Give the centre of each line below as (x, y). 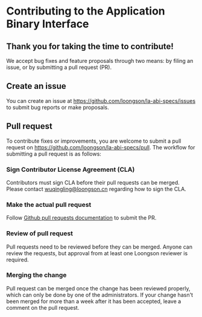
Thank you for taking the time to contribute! (90, 46)
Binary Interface (48, 24)
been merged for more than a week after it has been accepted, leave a (94, 301)
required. (17, 260)
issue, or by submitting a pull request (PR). (59, 67)
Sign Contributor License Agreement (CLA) (71, 169)
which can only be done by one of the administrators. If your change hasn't (100, 295)
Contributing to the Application (86, 11)
